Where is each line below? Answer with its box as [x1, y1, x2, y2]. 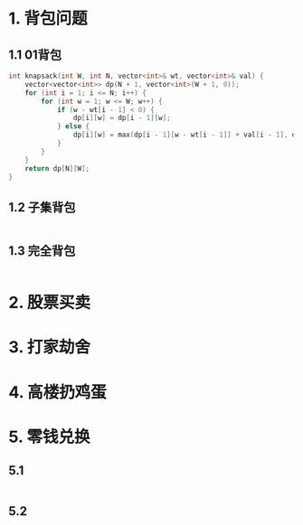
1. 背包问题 [8, 8, 88, 29]
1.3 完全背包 [8, 243, 76, 258]
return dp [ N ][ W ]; [24, 164, 90, 173]
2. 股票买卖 [8, 293, 91, 313]
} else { [56, 122, 90, 131]
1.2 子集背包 [8, 200, 76, 215]
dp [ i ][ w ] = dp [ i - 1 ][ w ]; [72, 114, 171, 123]
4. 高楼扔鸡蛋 [8, 381, 108, 402]
